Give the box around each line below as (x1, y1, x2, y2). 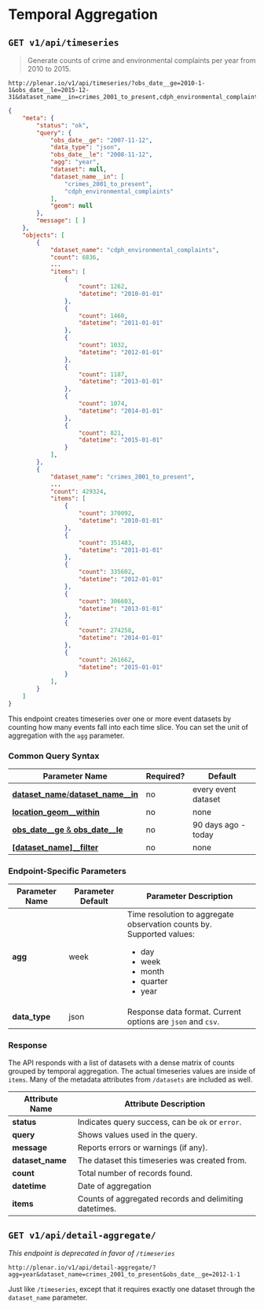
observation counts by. (126, 919, 212, 930)
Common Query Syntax (8, 750, 100, 761)
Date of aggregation (77, 1180, 152, 1191)
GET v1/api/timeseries (8, 37, 119, 48)
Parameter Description (146, 891, 233, 902)
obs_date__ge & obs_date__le (12, 824, 123, 835)
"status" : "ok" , (36, 121, 90, 129)
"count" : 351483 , (78, 538, 135, 546)
